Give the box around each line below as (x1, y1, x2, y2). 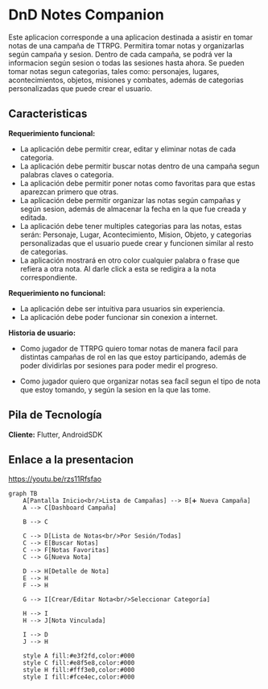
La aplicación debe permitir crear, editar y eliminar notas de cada (19, 143, 236, 154)
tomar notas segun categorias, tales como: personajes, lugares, (8, 66, 220, 76)
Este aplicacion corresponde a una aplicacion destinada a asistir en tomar (8, 32, 254, 42)
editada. (19, 212, 47, 222)
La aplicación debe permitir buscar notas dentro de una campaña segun (19, 161, 260, 171)
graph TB (8, 490, 38, 498)
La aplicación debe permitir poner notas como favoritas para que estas (19, 178, 256, 188)
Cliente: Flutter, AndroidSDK (8, 430, 103, 439)
